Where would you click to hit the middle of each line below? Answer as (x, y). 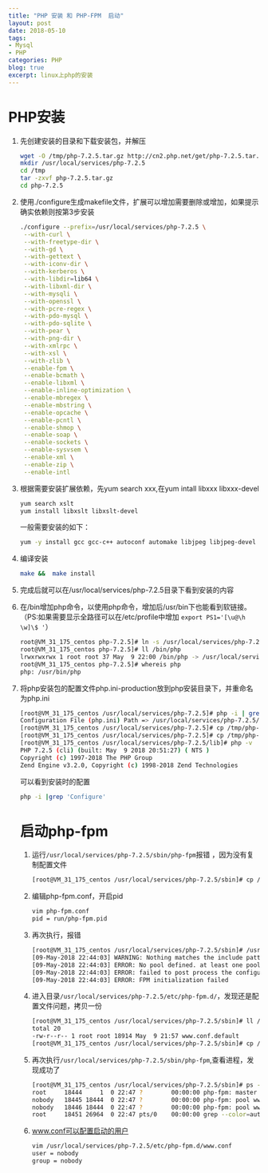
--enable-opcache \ (56, 412)
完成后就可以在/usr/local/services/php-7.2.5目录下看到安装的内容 (126, 590)
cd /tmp (32, 171)
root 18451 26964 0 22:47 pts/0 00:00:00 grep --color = (141, 1115)
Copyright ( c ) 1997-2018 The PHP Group (86, 757)
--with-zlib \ (47, 360)
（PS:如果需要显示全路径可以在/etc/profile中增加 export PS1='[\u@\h (132, 617)
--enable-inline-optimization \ (77, 391)
